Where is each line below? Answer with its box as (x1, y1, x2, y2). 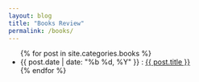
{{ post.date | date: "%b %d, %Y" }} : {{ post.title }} (19, 57, 191, 67)
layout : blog (8, 11, 52, 20)
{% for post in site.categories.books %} (19, 49, 151, 59)
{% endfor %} (19, 66, 67, 76)
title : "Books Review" (8, 19, 85, 27)
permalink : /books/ (8, 27, 74, 35)
